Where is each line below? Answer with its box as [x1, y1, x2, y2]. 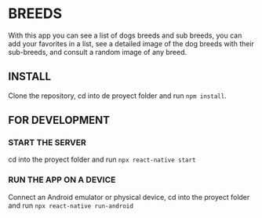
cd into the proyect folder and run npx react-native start [8, 154, 196, 165]
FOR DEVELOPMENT [8, 114, 111, 127]
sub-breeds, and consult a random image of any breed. [8, 47, 187, 56]
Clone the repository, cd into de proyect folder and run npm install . [8, 91, 227, 100]
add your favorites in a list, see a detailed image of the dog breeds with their [8, 38, 255, 48]
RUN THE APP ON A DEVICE [8, 174, 116, 185]
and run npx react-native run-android [8, 201, 133, 210]
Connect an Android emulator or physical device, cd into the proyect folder [8, 192, 250, 202]
